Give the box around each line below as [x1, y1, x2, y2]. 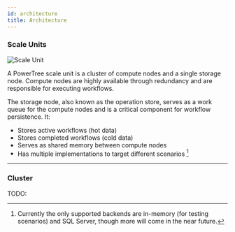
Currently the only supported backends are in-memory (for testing [17, 209, 208, 217]
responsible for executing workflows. [7, 84, 114, 92]
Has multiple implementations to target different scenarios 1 [17, 148, 189, 158]
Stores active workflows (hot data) [17, 126, 117, 134]
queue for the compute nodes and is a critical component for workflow [7, 105, 211, 113]
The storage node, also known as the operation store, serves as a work [7, 97, 212, 106]
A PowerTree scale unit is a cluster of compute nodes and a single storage [7, 69, 222, 78]
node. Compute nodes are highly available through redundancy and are [7, 76, 213, 85]
